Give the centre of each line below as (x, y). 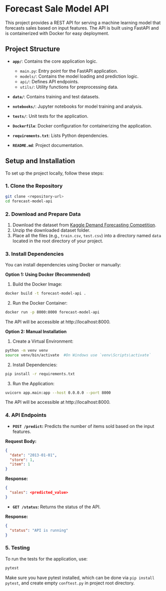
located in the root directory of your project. (58, 241)
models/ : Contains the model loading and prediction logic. (79, 76)
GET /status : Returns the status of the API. (56, 507)
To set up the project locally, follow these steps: (55, 173)
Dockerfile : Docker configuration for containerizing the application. (82, 125)
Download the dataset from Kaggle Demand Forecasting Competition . (84, 225)
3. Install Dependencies (35, 254)
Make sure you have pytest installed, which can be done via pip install (80, 577)
